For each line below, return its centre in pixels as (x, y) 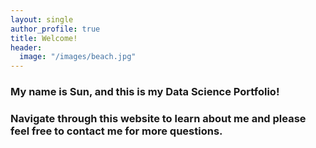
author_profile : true (55, 29)
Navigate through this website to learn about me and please (158, 118)
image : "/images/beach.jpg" (78, 57)
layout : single (42, 19)
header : (26, 47)
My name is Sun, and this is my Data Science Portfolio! (145, 92)
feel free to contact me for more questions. (116, 131)
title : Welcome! (44, 38)
